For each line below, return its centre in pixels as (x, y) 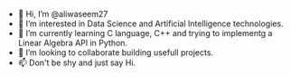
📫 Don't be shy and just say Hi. (77, 63)
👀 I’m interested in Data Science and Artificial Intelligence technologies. (150, 24)
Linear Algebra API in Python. (73, 43)
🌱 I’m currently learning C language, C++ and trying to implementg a (145, 33)
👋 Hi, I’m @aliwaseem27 (63, 14)
